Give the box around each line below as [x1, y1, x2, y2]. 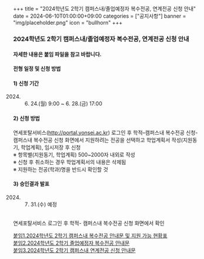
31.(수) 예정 [30, 201, 57, 208]
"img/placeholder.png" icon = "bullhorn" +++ [13, 19, 123, 26]
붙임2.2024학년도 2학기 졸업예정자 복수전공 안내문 [13, 239, 130, 246]
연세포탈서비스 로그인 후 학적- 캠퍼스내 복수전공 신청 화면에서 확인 [13, 220, 165, 227]
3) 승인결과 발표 [13, 180, 50, 187]
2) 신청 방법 [13, 114, 41, 122]
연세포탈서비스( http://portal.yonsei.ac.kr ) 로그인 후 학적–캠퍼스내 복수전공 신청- [13, 129, 198, 136]
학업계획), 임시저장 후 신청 [21, 144, 81, 151]
